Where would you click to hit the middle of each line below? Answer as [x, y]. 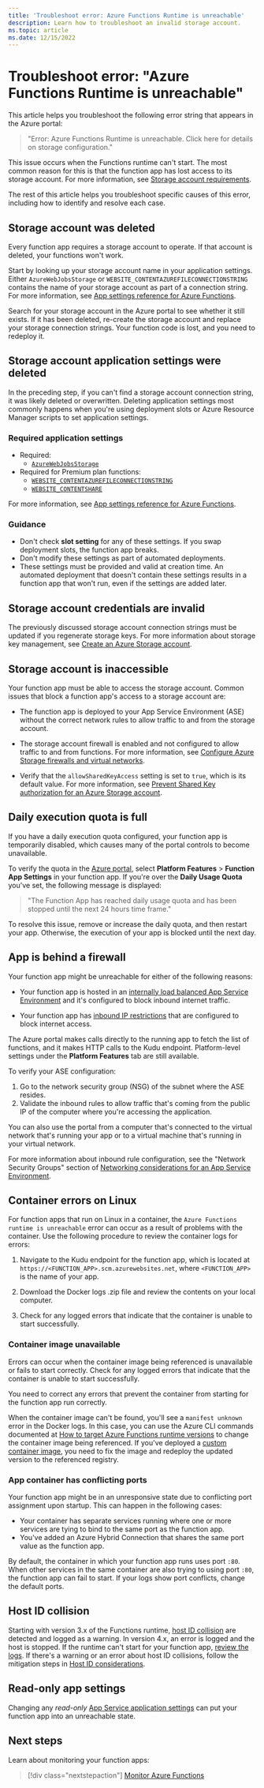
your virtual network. [42, 1143]
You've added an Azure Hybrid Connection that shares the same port [132, 1538]
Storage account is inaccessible [89, 669]
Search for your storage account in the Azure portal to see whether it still [126, 311]
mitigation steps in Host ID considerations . [77, 1663]
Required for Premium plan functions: [80, 472]
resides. [32, 1095]
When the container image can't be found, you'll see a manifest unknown [125, 1417]
